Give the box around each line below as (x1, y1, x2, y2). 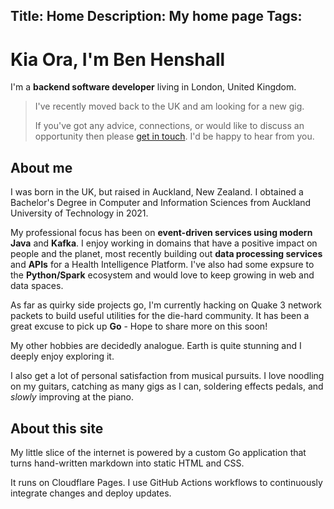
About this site (10, 420, 104, 437)
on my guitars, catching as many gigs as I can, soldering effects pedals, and (10, 380, 324, 393)
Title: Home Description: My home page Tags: (10, 8, 303, 25)
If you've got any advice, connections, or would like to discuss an (34, 120, 305, 132)
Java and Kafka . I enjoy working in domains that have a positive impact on (10, 237, 318, 249)
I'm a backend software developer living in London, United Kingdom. (10, 81, 297, 93)
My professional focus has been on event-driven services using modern (10, 227, 313, 239)
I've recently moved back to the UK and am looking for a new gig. (34, 100, 305, 113)
